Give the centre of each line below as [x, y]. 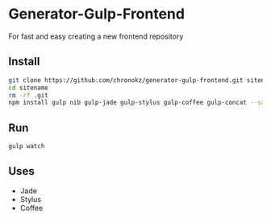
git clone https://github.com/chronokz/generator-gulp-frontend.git [126, 80]
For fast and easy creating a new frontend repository [96, 36]
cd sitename [28, 88]
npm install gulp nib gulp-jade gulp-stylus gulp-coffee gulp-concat [128, 103]
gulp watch [27, 147]
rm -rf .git [28, 95]
